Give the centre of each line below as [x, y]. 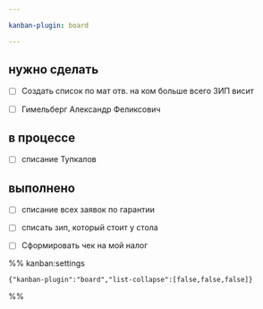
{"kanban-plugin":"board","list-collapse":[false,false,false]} [131, 280]
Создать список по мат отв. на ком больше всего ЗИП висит [137, 91]
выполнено [42, 188]
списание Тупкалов [59, 159]
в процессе [42, 137]
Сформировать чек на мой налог [85, 245]
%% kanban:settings [47, 263]
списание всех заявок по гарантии [88, 210]
